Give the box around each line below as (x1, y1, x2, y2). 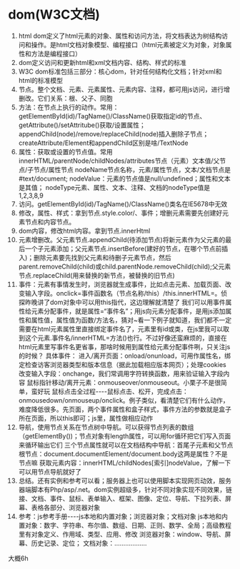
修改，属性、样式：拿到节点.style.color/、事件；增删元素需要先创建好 (18, 208, 223, 217)
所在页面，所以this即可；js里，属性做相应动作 (18, 413, 154, 422)
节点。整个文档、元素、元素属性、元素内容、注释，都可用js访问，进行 (18, 85, 224, 94)
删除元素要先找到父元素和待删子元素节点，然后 (33, 253, 171, 261)
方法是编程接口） (31, 49, 81, 58)
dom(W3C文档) (8, 6, 101, 23)
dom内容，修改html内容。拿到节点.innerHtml (18, 226, 151, 235)
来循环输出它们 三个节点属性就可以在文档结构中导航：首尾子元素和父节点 (18, 440, 234, 449)
